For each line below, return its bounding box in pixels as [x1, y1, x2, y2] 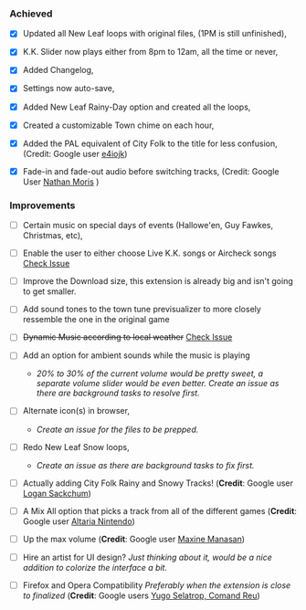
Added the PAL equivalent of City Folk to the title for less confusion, [22, 138, 278, 149]
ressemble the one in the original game [22, 314, 171, 325]
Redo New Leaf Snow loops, [22, 441, 130, 452]
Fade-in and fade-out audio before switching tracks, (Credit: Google [22, 165, 280, 176]
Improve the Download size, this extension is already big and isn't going [22, 276, 294, 287]
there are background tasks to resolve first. [36, 387, 200, 399]
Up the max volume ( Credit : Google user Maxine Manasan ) [22, 533, 245, 544]
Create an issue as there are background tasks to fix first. [36, 459, 255, 470]
